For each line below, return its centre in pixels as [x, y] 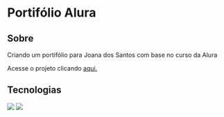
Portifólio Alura [52, 13]
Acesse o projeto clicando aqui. [52, 68]
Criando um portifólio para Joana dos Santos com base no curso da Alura [112, 55]
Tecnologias [34, 90]
